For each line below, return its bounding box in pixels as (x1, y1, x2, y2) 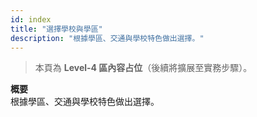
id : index (10, 14, 52, 25)
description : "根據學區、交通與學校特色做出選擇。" (10, 33, 205, 43)
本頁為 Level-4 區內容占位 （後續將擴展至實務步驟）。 (34, 62, 253, 74)
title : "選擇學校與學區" (10, 24, 103, 34)
